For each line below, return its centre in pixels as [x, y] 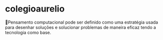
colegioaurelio [35, 9]
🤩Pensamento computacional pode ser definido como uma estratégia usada [81, 22]
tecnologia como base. [28, 32]
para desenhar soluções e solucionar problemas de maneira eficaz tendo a [81, 27]
